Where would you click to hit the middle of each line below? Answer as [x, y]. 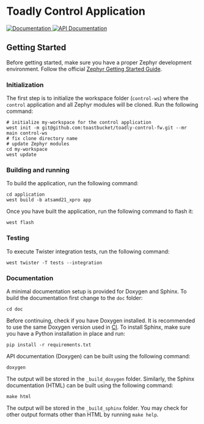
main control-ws [27, 133]
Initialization [25, 85]
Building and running [38, 170]
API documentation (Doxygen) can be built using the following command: [98, 356]
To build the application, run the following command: [72, 183]
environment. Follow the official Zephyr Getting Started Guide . [84, 69]
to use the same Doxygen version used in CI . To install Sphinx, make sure [98, 327]
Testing [18, 238]
